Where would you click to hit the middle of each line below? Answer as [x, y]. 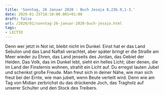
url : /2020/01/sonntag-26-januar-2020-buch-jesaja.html [64, 23]
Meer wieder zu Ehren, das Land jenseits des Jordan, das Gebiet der [75, 57]
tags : [11, 28]
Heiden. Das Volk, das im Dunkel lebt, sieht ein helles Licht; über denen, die [82, 62]
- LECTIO [14, 32]
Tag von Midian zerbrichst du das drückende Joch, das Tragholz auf [74, 83]
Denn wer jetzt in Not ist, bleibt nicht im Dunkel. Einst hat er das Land [75, 46]
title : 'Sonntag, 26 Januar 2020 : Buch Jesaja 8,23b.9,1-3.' [70, 10]
